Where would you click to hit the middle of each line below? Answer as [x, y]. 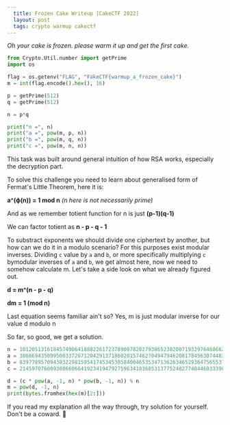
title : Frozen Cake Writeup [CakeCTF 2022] [76, 13]
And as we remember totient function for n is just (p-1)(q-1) [91, 214]
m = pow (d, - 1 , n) [33, 387]
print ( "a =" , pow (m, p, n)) [47, 133]
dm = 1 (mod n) [29, 303]
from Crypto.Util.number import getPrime [67, 58]
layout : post [32, 20]
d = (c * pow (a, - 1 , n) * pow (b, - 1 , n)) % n [73, 381]
